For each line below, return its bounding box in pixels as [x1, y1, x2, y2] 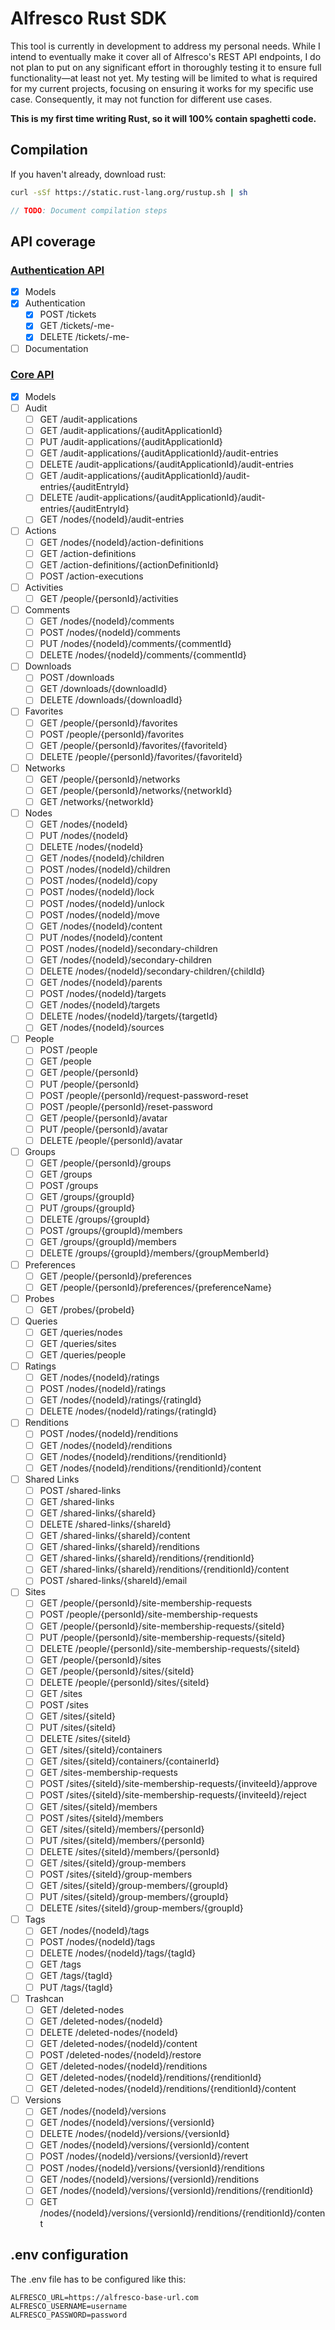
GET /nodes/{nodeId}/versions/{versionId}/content [39, 2139, 250, 2151]
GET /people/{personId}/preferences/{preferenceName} [39, 1281, 272, 1293]
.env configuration [10, 2247, 129, 2264]
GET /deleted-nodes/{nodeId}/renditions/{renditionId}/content [39, 2083, 297, 2095]
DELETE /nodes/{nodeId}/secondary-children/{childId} [39, 965, 266, 977]
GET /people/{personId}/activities [39, 592, 179, 604]
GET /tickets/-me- [39, 320, 115, 332]
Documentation [24, 342, 89, 354]
